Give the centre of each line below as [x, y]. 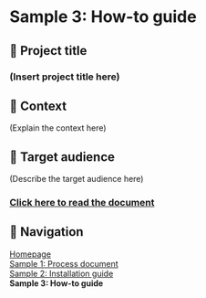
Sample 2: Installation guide [62, 273]
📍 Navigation [46, 232]
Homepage [31, 254]
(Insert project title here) [65, 77]
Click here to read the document [82, 203]
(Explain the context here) [58, 128]
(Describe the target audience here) [77, 179]
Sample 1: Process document [64, 263]
